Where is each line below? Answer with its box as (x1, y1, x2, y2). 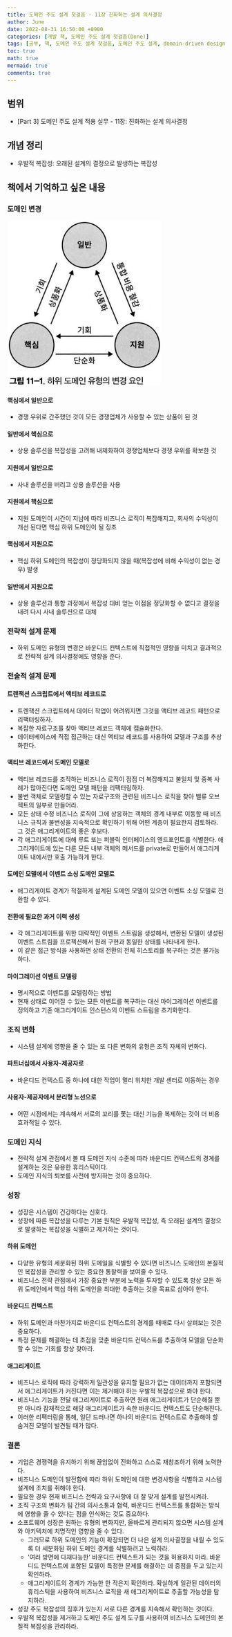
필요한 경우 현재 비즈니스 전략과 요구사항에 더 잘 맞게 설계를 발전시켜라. (17, 1492, 209, 1501)
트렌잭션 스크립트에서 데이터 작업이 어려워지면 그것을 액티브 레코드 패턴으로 (17, 706, 221, 715)
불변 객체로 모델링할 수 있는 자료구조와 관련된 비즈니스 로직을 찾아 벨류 (17, 792, 207, 801)
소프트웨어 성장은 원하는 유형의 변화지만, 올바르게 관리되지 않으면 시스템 (17, 1518, 211, 1526)
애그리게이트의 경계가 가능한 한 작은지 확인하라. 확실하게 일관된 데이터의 (27, 1578, 222, 1587)
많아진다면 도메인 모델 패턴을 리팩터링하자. (30, 783, 145, 792)
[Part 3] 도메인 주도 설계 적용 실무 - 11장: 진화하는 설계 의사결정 (17, 118, 188, 126)
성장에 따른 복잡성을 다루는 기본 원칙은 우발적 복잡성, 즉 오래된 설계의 (17, 1216, 204, 1225)
